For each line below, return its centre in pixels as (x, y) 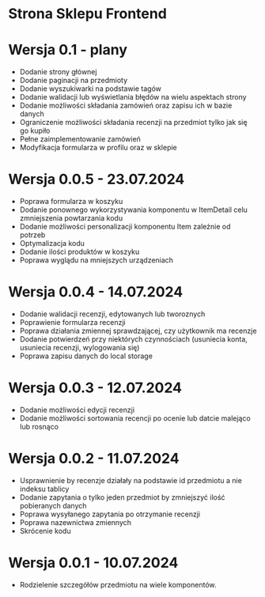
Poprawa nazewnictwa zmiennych (76, 522)
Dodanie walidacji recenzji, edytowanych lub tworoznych (112, 314)
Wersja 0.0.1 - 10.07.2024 (93, 563)
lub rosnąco (39, 426)
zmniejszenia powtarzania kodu (71, 218)
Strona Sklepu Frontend (88, 14)
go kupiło (35, 130)
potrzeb (32, 235)
